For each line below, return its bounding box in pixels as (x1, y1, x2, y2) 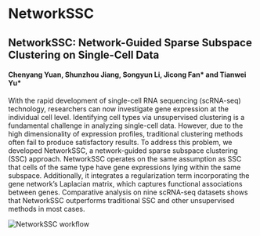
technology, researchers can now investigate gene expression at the (8, 103, 229, 114)
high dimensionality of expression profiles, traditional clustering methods (8, 129, 244, 138)
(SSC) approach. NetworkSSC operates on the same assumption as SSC (8, 154, 242, 163)
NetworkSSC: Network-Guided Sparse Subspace (8, 36, 252, 49)
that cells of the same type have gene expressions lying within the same (8, 162, 241, 172)
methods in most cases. (8, 204, 85, 213)
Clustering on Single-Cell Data (8, 48, 160, 61)
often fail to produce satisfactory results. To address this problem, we (8, 137, 233, 147)
